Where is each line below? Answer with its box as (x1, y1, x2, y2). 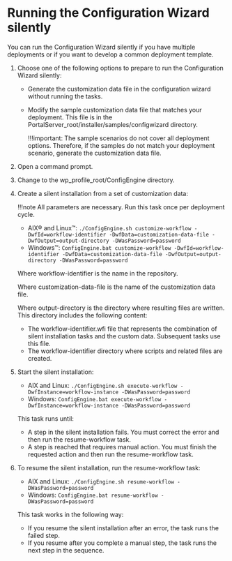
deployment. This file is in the (27, 113, 113, 121)
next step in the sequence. (27, 546, 105, 554)
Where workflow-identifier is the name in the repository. (17, 269, 179, 277)
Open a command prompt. (17, 162, 93, 170)
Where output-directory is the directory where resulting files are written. (17, 304, 225, 312)
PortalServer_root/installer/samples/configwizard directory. (27, 120, 199, 128)
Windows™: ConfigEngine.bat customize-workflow (27, 243, 171, 252)
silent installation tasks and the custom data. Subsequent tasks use (27, 331, 221, 340)
